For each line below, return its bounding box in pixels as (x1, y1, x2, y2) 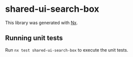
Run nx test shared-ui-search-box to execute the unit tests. (5, 47, 129, 53)
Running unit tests (5, 34, 63, 42)
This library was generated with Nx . (5, 20, 78, 26)
